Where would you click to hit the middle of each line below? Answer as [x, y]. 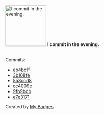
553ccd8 [22, 80]
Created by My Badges [29, 107]
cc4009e [22, 86]
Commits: [15, 60]
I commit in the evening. [73, 44]
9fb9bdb [22, 91]
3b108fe [21, 75]
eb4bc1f [21, 70]
